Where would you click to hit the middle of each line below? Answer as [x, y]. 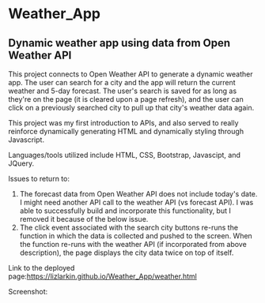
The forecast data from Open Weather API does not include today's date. [138, 194]
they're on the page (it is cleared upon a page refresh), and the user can [126, 99]
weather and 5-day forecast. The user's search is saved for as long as [123, 91]
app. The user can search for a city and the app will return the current [122, 82]
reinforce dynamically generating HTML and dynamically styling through [126, 131]
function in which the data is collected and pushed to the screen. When [136, 236]
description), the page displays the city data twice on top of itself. [127, 252]
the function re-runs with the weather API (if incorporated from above [133, 244]
